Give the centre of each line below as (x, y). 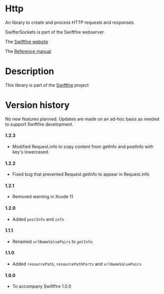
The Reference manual (28, 51)
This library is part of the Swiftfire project (47, 85)
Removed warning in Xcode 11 (42, 197)
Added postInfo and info (38, 219)
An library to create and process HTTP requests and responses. (70, 22)
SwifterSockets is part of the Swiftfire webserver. (55, 32)
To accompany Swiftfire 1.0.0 (42, 287)
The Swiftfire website (27, 41)
